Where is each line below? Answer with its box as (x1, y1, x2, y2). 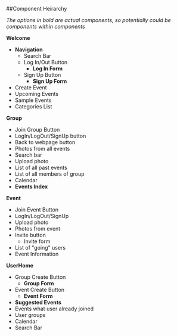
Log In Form (32, 65, 63, 72)
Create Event (14, 84, 47, 91)
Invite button (14, 232, 46, 238)
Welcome (6, 35, 30, 41)
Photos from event (14, 225, 61, 232)
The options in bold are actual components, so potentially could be (6, 17, 171, 23)
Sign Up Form (32, 77, 67, 85)
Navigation (14, 46, 43, 53)
